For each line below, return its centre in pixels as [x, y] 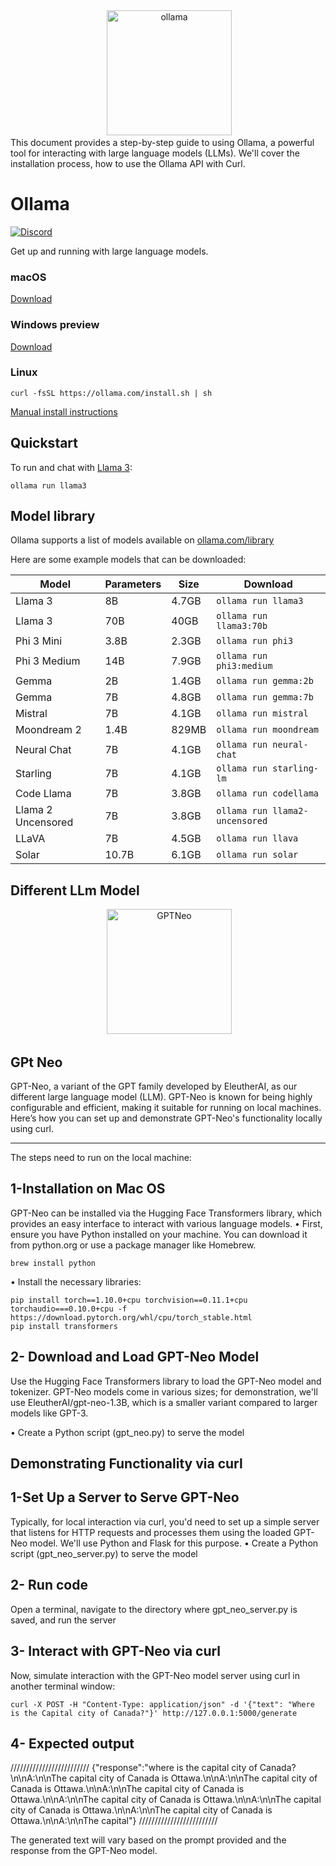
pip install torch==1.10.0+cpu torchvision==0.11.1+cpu [129, 1300]
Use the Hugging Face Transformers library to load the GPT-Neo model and [166, 1381]
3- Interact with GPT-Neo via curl [116, 1651]
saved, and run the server [63, 1620]
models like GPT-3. [49, 1413]
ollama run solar [257, 855]
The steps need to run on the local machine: [101, 1158]
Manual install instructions [64, 411]
